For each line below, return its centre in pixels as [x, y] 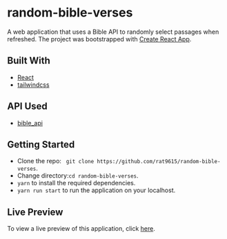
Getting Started [41, 144]
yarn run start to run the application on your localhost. [96, 190]
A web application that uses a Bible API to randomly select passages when [113, 32]
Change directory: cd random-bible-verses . [78, 176]
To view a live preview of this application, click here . [81, 229]
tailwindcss [33, 85]
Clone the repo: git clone [56, 161]
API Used [28, 106]
